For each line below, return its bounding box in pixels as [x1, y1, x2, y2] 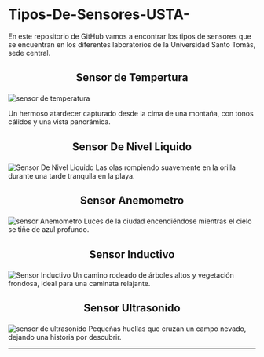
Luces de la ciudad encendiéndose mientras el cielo [83, 216, 252, 226]
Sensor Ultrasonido [83, 301, 181, 315]
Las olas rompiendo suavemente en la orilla [95, 163, 236, 172]
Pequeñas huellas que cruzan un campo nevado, [88, 324, 247, 333]
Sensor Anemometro [79, 194, 185, 208]
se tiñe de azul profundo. [8, 225, 90, 234]
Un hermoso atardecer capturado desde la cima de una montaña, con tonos [8, 109, 254, 119]
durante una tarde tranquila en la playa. [8, 171, 135, 180]
